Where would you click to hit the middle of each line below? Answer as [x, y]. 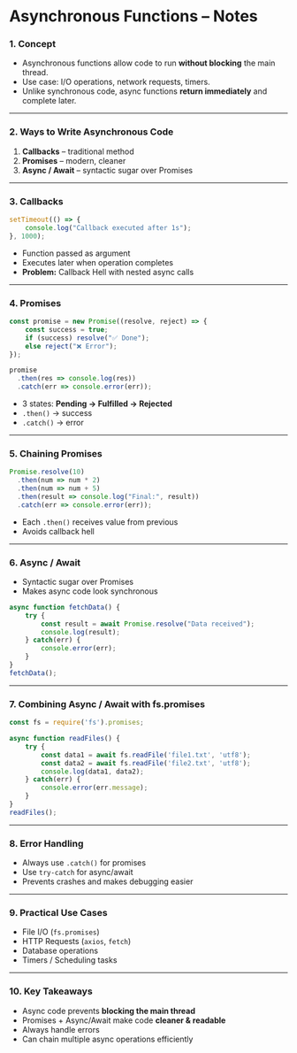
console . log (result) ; [81, 632]
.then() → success [57, 413]
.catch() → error [53, 423]
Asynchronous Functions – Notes [133, 16]
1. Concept [32, 44]
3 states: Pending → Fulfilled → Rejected [97, 404]
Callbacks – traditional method [78, 151]
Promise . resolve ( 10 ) [47, 472]
